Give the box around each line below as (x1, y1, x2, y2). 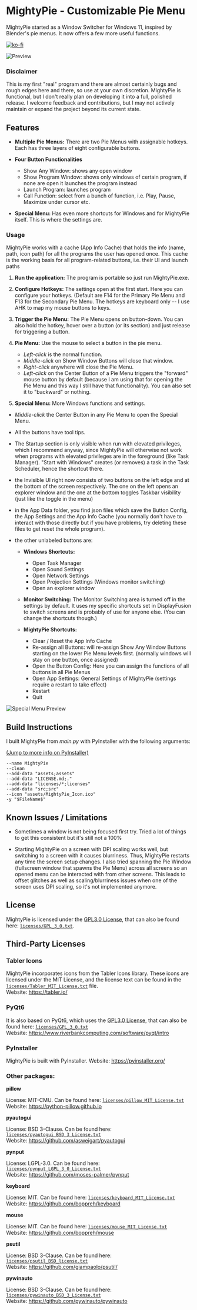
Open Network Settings (32, 572, 89, 579)
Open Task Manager (32, 559, 82, 567)
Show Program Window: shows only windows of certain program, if (23, 173, 187, 180)
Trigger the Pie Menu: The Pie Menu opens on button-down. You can (14, 316, 183, 323)
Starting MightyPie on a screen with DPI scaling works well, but (14, 845, 169, 853)
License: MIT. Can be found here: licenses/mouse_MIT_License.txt (6, 1223, 168, 1230)
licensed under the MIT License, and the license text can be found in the (6, 976, 182, 983)
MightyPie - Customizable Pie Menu (6, 4, 185, 18)
